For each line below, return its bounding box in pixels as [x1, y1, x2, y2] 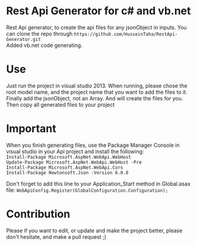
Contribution [6, 207, 71, 220]
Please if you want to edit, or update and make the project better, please [6, 227, 183, 234]
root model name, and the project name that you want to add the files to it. [6, 88, 188, 96]
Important [6, 122, 56, 135]
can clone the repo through [6, 30, 73, 37]
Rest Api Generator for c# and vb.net [6, 4, 191, 18]
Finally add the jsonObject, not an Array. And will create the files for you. [6, 94, 183, 102]
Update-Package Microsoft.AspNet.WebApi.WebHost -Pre [6, 159, 142, 165]
